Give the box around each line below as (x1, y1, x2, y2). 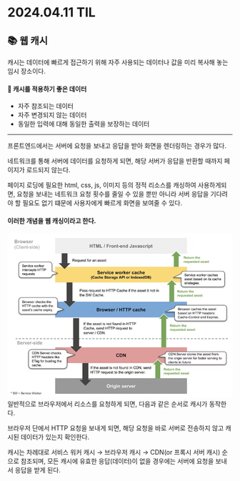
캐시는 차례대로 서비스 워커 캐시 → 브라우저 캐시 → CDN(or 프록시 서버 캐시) (7, 448, 221, 456)
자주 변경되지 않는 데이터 (17, 111, 87, 119)
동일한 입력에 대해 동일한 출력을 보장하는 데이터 (17, 119, 150, 129)
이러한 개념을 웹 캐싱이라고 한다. (7, 216, 96, 225)
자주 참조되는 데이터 (17, 101, 74, 111)
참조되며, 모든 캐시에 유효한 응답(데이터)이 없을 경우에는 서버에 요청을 (20, 457, 214, 465)
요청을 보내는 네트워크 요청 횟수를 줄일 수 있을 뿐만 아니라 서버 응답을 (16, 190, 209, 199)
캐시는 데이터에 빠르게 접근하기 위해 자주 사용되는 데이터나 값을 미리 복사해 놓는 (7, 58, 229, 66)
